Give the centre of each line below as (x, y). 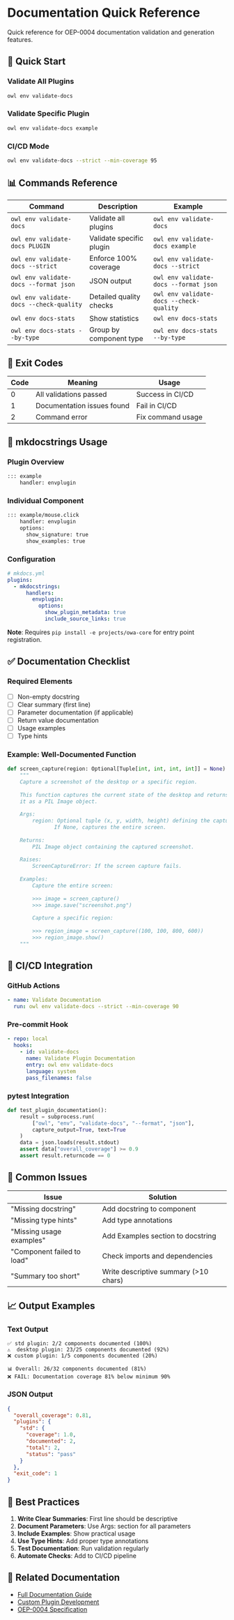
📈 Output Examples (51, 1306)
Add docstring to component (149, 1208)
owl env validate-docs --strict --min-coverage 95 (82, 160)
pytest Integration (38, 1095)
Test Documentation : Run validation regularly (83, 1548)
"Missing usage (36, 1231)
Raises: (31, 860)
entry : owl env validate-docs (69, 1065)
